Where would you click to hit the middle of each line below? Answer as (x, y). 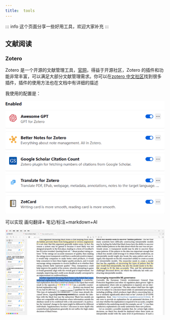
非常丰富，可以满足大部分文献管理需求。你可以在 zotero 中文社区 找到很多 (86, 76)
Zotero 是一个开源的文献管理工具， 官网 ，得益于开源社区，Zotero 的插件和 (82, 70)
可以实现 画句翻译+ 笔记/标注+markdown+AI (51, 222)
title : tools (20, 11)
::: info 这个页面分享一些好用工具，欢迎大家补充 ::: (57, 26)
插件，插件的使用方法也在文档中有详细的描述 (52, 83)
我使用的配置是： (23, 94)
